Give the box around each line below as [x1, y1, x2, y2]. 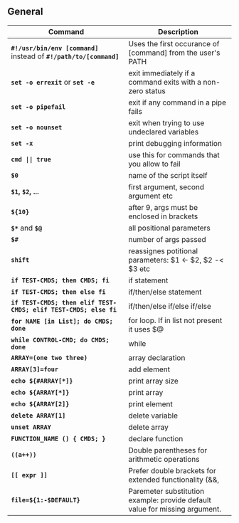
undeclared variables [128, 127, 199, 137]
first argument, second [128, 181, 205, 191]
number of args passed [128, 234, 206, 244]
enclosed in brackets [128, 211, 198, 221]
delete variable [128, 411, 178, 421]
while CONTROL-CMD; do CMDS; [11, 336, 110, 344]
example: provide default [128, 495, 212, 504]
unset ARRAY [11, 423, 52, 431]
